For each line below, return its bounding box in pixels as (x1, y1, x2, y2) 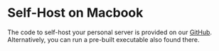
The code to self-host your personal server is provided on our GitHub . (7, 28, 212, 36)
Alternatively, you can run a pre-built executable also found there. (7, 35, 201, 43)
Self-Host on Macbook (7, 5, 144, 21)
